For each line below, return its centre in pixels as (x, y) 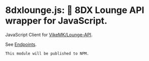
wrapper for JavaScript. (56, 21)
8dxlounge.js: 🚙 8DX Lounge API (75, 10)
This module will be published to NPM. (47, 53)
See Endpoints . (21, 44)
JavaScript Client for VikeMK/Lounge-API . (49, 34)
